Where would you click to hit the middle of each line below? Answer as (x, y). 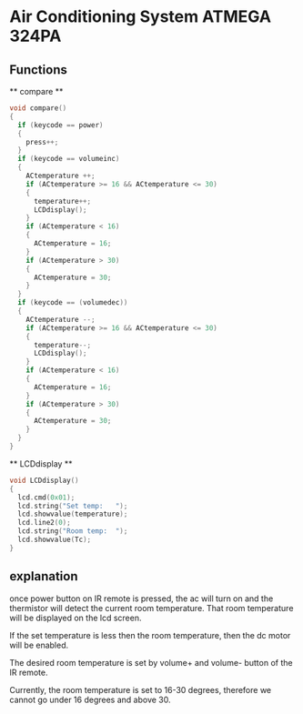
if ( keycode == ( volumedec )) (73, 303)
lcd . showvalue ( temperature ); (73, 514)
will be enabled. (39, 645)
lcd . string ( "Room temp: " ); (73, 531)
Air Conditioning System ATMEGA (140, 17)
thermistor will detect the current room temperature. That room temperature (151, 608)
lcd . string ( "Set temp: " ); (73, 506)
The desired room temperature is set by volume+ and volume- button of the (151, 662)
